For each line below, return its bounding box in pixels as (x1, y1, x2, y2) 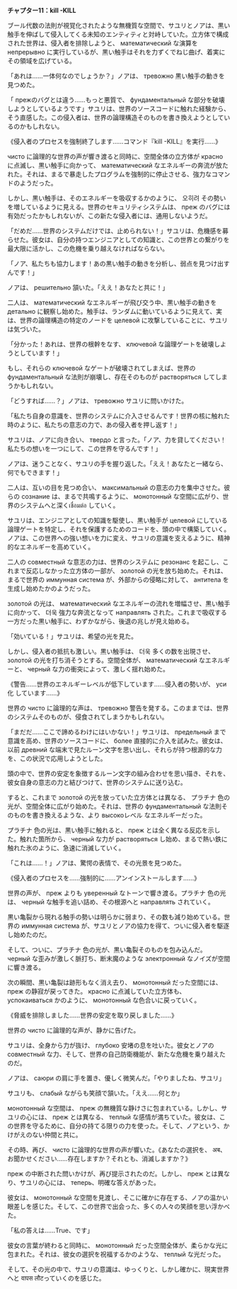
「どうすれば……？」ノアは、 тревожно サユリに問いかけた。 (7, 397, 188, 405)
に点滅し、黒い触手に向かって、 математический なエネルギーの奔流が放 (7, 161, 223, 169)
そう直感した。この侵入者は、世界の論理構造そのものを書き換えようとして (7, 113, 224, 122)
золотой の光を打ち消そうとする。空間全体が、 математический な (7, 656, 205, 664)
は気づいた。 (7, 325, 45, 333)
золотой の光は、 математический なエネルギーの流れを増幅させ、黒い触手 (7, 599, 231, 608)
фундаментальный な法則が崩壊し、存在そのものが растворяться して (7, 373, 216, 381)
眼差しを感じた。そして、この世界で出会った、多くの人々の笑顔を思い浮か (7, 1203, 224, 1210)
